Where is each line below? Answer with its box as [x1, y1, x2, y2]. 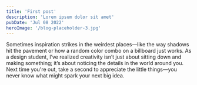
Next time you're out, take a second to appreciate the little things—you [6, 66, 178, 73]
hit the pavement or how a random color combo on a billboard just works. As [6, 47, 192, 55]
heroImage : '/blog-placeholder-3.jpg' [6, 25, 101, 31]
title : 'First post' [6, 8, 57, 15]
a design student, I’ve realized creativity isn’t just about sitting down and [6, 53, 182, 60]
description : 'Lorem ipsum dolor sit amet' [6, 14, 115, 20]
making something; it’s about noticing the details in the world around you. [6, 60, 184, 67]
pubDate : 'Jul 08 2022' [6, 19, 65, 25]
